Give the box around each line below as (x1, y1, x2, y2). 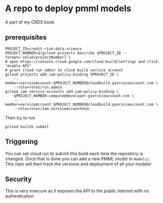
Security (5, 175, 32, 183)
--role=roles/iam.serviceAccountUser (14, 106, 91, 111)
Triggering (5, 137, 38, 146)
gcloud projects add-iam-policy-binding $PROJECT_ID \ (5, 72, 119, 77)
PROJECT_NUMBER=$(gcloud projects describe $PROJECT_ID (5, 50, 121, 55)
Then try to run (5, 114, 36, 120)
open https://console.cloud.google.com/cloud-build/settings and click (9, 59, 159, 64)
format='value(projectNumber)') (5, 55, 71, 60)
